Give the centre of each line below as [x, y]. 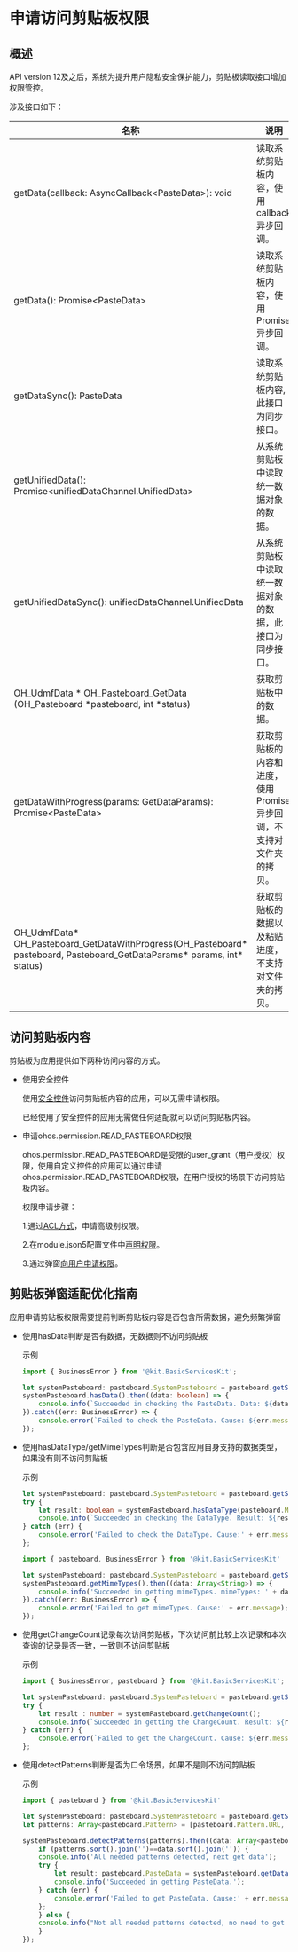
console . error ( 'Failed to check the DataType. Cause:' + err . [156, 1535]
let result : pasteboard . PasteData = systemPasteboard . [158, 1874]
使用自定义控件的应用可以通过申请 [100, 1165]
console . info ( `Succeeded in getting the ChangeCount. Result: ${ [162, 1722]
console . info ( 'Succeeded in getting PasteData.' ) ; [150, 1882]
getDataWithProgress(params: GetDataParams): [114, 802]
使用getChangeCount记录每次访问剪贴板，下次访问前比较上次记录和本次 [154, 1634]
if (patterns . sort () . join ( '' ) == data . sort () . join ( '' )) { [144, 1849]
